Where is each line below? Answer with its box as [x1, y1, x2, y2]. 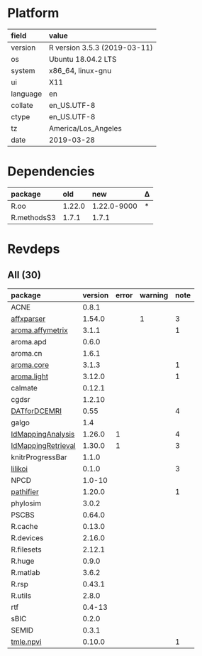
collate [11, 100, 33, 110]
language [11, 89, 43, 99]
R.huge [11, 556, 35, 566]
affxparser [11, 314, 46, 324]
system [11, 65, 35, 75]
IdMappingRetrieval [11, 440, 76, 450]
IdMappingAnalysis [11, 429, 75, 439]
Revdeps [7, 241, 60, 257]
